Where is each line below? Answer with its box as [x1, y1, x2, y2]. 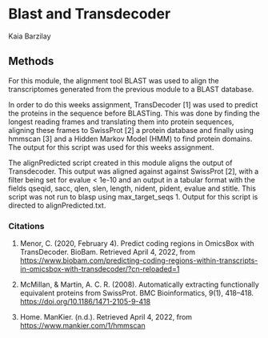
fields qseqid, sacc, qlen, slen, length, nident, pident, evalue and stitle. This [8, 183, 256, 193]
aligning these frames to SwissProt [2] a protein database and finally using [8, 125, 254, 135]
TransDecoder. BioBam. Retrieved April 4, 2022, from [19, 247, 196, 257]
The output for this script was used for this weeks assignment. [8, 142, 214, 152]
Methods [8, 54, 54, 68]
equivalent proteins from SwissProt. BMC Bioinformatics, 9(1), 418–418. [19, 288, 254, 298]
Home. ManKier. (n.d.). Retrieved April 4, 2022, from [19, 312, 193, 322]
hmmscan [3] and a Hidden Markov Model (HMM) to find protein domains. [8, 134, 253, 143]
